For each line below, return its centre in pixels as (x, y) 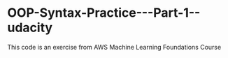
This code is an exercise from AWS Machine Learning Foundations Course (114, 47)
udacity (30, 28)
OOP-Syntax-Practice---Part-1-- (104, 13)
